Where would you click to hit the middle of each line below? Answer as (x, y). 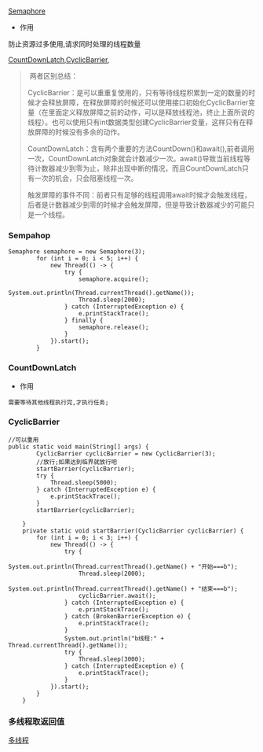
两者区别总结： (54, 76)
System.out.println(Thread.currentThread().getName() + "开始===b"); (123, 566)
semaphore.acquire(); (113, 279)
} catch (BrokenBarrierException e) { (128, 616)
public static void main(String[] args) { (79, 447)
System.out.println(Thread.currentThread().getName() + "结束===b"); (123, 588)
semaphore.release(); (113, 328)
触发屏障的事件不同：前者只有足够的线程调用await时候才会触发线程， (139, 194)
